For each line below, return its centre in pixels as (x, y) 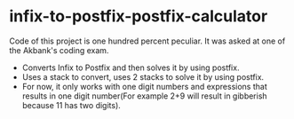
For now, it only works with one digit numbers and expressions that (145, 86)
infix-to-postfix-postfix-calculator (139, 16)
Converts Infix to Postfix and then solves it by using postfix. (131, 67)
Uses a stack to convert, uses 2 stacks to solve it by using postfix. (143, 76)
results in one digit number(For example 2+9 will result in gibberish (145, 96)
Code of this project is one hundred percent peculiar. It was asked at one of (147, 41)
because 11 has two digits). (72, 105)
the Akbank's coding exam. (59, 50)
